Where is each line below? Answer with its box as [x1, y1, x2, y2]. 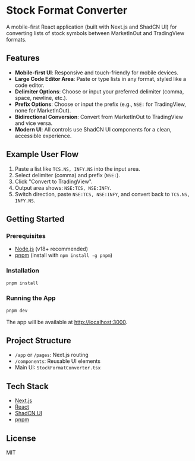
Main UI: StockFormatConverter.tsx [14, 364, 101, 371]
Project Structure [6, 335, 71, 346]
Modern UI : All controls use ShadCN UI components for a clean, [14, 126, 172, 133]
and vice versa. [14, 120, 53, 127]
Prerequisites [6, 231, 46, 240]
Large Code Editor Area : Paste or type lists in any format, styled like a [14, 75, 186, 82]
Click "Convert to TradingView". [14, 178, 93, 185]
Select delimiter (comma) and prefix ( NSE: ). [14, 171, 121, 178]
